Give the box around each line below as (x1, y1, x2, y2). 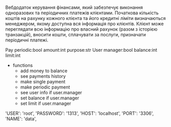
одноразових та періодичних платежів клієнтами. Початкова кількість (5, 10, 159, 16)
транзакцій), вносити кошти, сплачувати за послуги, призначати (5, 32, 146, 37)
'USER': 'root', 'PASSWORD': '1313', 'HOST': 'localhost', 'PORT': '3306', (5, 110, 154, 116)
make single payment (20, 79, 65, 84)
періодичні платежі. (5, 37, 48, 43)
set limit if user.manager (20, 100, 71, 107)
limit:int (5, 52, 21, 58)
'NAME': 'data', (5, 116, 37, 122)
